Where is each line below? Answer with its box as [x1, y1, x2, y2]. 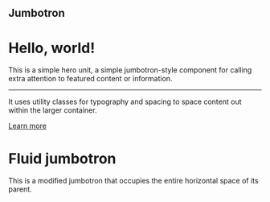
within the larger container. [8, 105, 97, 115]
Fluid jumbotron [8, 149, 117, 167]
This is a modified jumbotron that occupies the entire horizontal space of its [8, 176, 259, 186]
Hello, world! [8, 39, 96, 57]
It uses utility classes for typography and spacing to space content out [8, 97, 243, 107]
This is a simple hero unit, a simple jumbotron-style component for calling [8, 65, 252, 75]
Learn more [8, 121, 47, 131]
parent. [8, 184, 32, 194]
